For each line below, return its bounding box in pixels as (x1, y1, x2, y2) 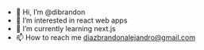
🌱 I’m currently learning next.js (15, 24, 117, 33)
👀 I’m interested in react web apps (15, 16, 128, 25)
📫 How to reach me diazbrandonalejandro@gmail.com (15, 33, 196, 42)
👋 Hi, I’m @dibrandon (15, 8, 86, 16)
